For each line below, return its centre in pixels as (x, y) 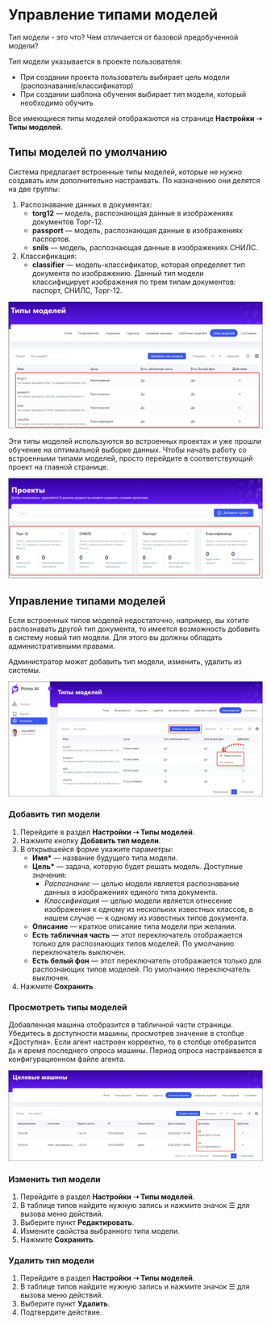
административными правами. (62, 646)
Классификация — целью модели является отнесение (138, 901)
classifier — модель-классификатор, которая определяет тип (139, 265)
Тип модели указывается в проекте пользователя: (96, 61)
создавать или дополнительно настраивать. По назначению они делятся (134, 180)
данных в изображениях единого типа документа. (131, 892)
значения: (49, 875)
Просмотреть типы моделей (68, 1007)
